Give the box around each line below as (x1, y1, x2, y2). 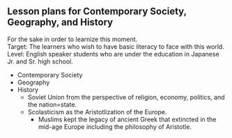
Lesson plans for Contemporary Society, (7, 6, 187, 17)
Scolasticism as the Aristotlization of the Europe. (27, 107, 167, 116)
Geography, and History (7, 17, 114, 29)
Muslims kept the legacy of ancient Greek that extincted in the (38, 115, 217, 123)
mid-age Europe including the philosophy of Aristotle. (38, 122, 192, 131)
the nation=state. (27, 100, 77, 109)
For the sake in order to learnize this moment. (7, 35, 138, 43)
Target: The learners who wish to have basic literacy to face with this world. (7, 42, 224, 51)
